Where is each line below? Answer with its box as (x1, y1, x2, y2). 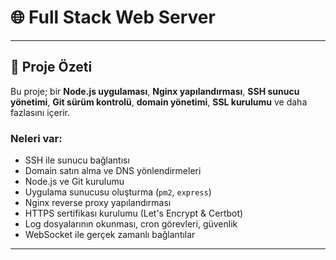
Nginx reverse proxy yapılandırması (24, 197, 172, 209)
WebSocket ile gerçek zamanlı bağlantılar (24, 229, 196, 241)
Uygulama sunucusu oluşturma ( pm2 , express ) (24, 186, 212, 198)
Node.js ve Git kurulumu (24, 176, 125, 188)
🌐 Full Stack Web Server (10, 6, 216, 29)
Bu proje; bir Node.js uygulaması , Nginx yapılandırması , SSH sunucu (10, 85, 300, 97)
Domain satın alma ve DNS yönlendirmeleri (24, 165, 202, 177)
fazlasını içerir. (10, 106, 70, 118)
